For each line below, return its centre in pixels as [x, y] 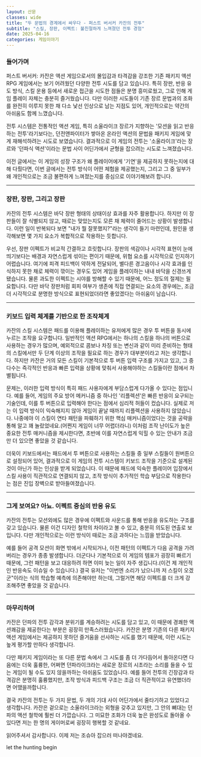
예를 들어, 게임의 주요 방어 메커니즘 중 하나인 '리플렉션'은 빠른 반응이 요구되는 [104, 395]
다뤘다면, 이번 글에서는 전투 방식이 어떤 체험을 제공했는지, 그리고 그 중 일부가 [102, 169]
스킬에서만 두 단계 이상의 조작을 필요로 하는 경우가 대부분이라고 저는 [91, 353]
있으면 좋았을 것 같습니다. [48, 440]
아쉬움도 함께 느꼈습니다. [35, 113]
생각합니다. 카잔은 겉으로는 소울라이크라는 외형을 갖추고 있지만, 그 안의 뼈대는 [96, 708]
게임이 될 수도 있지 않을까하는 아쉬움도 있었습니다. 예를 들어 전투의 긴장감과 [100, 672]
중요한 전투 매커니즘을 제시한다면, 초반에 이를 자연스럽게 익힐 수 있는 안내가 [94, 433]
